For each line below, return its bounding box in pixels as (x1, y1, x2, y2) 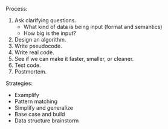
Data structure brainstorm (14, 117, 79, 124)
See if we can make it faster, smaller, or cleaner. (14, 55, 134, 62)
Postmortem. (14, 68, 47, 75)
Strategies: (5, 80, 33, 87)
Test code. (14, 61, 41, 69)
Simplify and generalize (14, 104, 74, 111)
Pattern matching (14, 98, 58, 105)
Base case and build (14, 111, 65, 118)
